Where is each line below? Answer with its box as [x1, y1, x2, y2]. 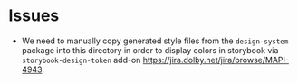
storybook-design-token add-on [21, 54, 141, 65]
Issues [8, 5, 60, 26]
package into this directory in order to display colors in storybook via [21, 44, 279, 55]
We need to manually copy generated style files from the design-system [21, 35, 289, 46]
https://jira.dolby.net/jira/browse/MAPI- [142, 54, 289, 65]
